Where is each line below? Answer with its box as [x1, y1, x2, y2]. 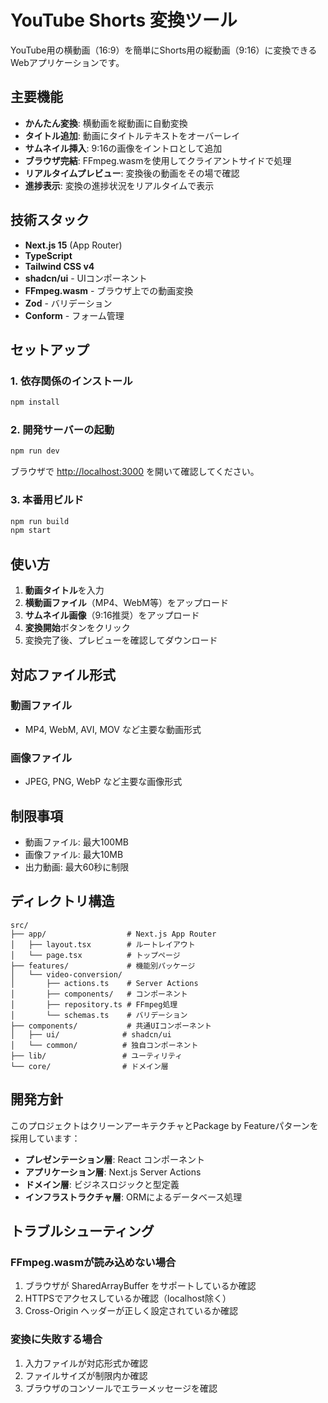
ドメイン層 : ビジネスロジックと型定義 [24, 1178, 180, 1190]
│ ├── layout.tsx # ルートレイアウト [10, 939, 196, 950]
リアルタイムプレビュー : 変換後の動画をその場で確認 [24, 167, 240, 179]
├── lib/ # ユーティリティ [10, 1051, 183, 1061]
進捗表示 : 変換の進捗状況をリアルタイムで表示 [24, 179, 215, 191]
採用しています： [10, 1132, 81, 1144]
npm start [10, 526, 52, 536]
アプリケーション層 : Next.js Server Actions [24, 1166, 202, 1178]
